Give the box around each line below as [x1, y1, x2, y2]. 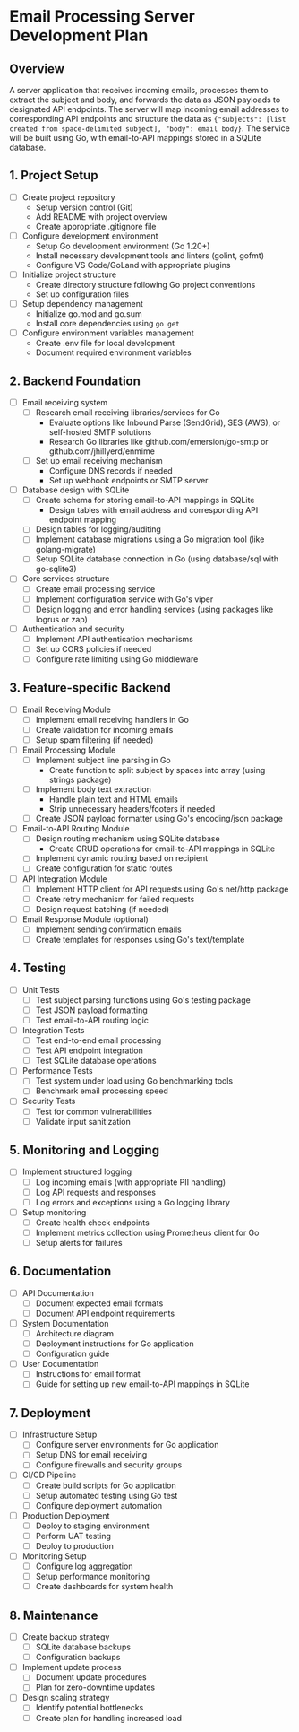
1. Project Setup [9, 168, 98, 183]
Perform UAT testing [35, 1530, 112, 1541]
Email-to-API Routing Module [21, 823, 130, 834]
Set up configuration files [35, 289, 130, 300]
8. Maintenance [9, 1607, 98, 1623]
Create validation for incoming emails [35, 724, 174, 735]
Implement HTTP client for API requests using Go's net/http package [35, 883, 289, 894]
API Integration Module [21, 873, 107, 884]
